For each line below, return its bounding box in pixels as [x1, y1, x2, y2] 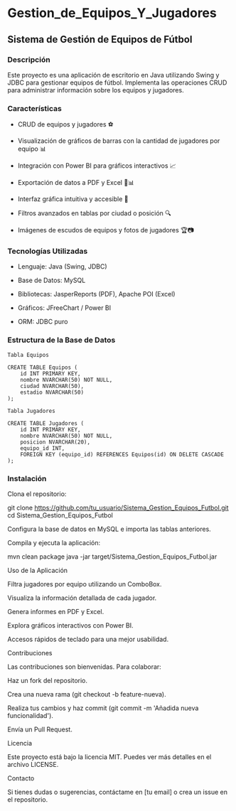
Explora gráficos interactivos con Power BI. [7, 621, 134, 630]
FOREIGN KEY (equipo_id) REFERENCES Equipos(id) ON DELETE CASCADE [20, 451, 224, 458]
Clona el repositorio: [7, 490, 67, 498]
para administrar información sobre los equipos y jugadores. [7, 85, 184, 94]
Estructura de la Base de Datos [7, 335, 116, 345]
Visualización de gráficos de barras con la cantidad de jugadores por [17, 136, 220, 145]
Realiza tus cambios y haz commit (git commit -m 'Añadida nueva [7, 704, 199, 712]
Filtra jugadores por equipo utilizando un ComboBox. [7, 580, 162, 589]
